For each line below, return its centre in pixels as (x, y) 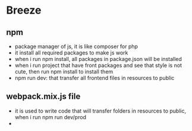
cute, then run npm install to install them (64, 71)
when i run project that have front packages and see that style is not (98, 65)
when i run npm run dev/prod (50, 117)
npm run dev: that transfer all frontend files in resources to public (95, 78)
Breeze (24, 10)
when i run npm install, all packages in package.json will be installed (98, 59)
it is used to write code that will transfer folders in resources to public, (100, 111)
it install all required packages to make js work (71, 53)
